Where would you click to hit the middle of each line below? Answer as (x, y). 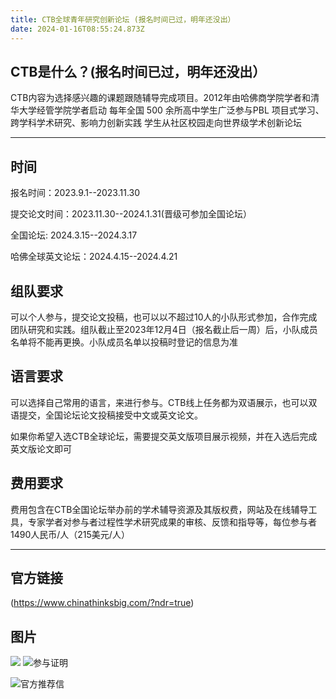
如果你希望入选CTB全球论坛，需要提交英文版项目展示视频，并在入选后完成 (164, 436)
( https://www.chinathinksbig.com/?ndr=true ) (102, 603)
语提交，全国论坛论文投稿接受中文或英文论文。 (106, 415)
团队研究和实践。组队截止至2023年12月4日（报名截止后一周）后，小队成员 (164, 329)
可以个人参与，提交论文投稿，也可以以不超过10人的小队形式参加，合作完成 (164, 317)
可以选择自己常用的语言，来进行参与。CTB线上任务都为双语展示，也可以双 (164, 402)
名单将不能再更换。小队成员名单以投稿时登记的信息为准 (124, 342)
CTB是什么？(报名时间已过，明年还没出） (138, 71)
